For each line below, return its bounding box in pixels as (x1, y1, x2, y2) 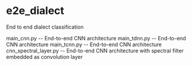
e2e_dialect (6, 4, 64, 18)
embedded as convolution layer (6, 53, 83, 60)
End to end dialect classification (6, 23, 84, 30)
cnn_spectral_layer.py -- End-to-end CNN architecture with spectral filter (6, 47, 184, 54)
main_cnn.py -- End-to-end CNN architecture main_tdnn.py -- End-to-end (6, 34, 186, 41)
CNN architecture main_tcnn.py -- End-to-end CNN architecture (6, 41, 162, 48)
